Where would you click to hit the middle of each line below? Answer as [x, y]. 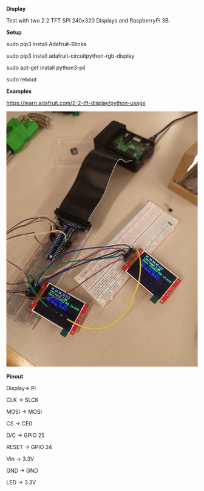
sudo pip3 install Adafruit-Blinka [46, 44]
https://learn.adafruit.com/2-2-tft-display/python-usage [76, 103]
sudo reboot [22, 79]
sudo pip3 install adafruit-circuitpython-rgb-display [70, 56]
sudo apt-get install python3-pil [46, 67]
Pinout [15, 376]
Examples [19, 91]
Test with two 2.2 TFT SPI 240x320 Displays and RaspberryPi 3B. [88, 20]
